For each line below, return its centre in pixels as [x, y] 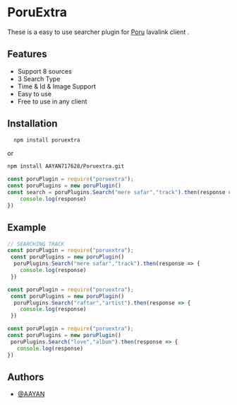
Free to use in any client [52, 101]
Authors [26, 377]
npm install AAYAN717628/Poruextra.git [66, 166]
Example [27, 228]
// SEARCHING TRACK [36, 244]
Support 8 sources [44, 71]
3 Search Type [39, 79]
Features [27, 54]
